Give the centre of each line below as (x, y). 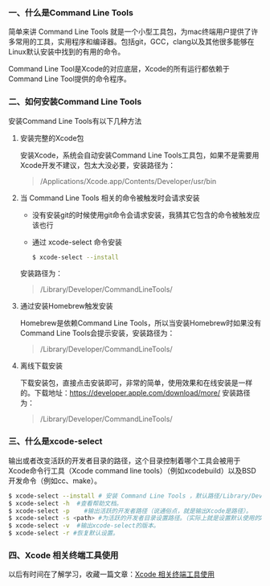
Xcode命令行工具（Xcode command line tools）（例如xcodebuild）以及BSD (133, 470)
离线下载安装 (41, 366)
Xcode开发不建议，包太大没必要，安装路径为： (98, 165)
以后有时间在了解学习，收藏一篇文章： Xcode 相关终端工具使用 (112, 574)
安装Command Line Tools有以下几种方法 (75, 121)
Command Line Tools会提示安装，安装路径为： (97, 333)
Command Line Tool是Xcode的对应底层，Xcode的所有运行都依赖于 (119, 69)
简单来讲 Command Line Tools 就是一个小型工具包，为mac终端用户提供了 (130, 32)
